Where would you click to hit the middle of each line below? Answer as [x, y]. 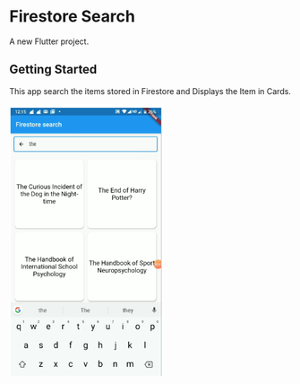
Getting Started [53, 70]
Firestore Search [73, 17]
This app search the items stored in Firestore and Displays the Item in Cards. [150, 91]
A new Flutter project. [49, 41]
